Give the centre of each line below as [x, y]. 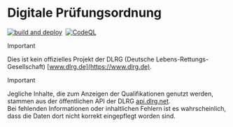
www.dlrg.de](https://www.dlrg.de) [99, 66]
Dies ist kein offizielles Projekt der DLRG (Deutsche [81, 59]
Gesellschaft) [26, 66]
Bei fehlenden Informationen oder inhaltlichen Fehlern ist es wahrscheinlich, [116, 108]
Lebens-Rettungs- [182, 59]
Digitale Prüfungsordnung [85, 13]
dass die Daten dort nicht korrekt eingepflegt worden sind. [92, 116]
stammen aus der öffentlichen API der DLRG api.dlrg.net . [89, 101]
